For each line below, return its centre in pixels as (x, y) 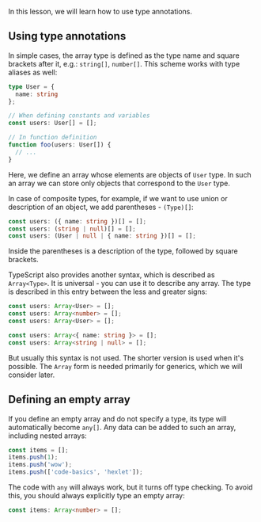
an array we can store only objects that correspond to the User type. (119, 183)
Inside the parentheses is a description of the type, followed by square (123, 251)
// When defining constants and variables (79, 116)
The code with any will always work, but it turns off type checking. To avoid (130, 487)
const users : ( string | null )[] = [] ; (72, 229)
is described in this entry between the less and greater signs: (108, 291)
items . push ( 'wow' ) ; (40, 465)
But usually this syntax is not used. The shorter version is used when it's (126, 358)
